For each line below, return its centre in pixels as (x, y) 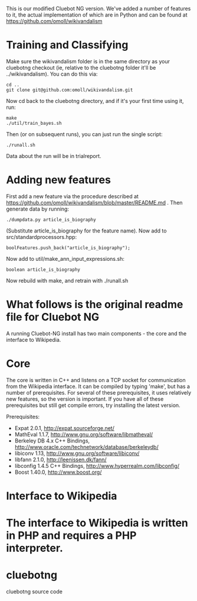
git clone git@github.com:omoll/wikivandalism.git (70, 90)
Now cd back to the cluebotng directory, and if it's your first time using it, (95, 101)
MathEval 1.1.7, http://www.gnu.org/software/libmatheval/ (84, 434)
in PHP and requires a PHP (71, 536)
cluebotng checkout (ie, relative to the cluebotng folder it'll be (81, 67)
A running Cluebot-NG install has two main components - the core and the (96, 333)
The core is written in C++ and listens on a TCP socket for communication (96, 380)
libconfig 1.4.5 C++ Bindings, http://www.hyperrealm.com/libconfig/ (97, 466)
